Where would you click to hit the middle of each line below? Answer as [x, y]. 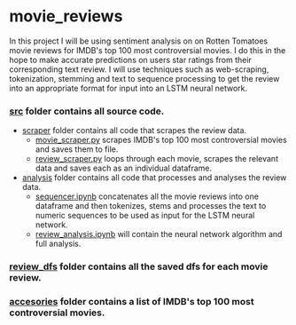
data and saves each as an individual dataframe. [124, 168]
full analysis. [58, 244]
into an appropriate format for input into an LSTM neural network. [129, 88]
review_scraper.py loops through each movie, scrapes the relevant [157, 159]
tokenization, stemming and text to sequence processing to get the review [144, 78]
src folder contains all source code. [87, 111]
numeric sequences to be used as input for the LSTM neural [145, 216]
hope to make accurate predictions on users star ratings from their [131, 59]
